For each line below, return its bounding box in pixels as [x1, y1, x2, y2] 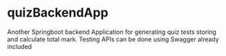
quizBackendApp [7, 5, 109, 21]
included [7, 42, 32, 50]
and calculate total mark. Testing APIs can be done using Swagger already [7, 35, 219, 43]
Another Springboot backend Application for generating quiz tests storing [7, 28, 216, 36]
